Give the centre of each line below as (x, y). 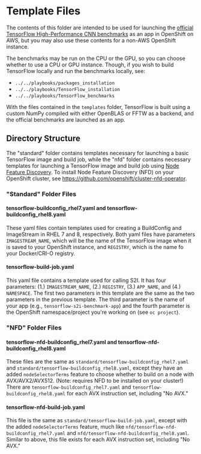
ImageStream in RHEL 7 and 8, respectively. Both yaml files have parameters (101, 234)
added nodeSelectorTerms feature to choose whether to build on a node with (100, 374)
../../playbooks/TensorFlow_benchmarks (65, 96)
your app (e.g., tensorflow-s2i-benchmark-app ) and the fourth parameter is (98, 306)
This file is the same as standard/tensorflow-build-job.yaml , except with (97, 420)
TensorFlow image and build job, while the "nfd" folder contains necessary (98, 159)
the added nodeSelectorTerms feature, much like (65, 427)
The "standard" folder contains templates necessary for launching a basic (97, 153)
